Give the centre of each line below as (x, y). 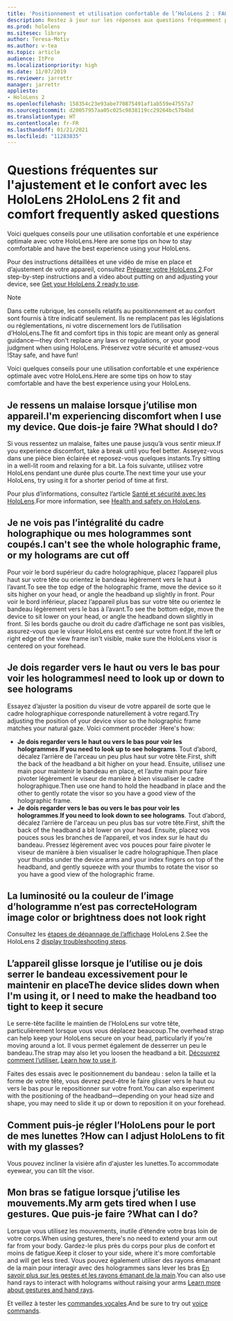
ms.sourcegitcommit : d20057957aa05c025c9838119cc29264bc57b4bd (101, 110)
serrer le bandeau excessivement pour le (98, 974)
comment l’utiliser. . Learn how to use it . (62, 1060)
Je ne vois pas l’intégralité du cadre (86, 523)
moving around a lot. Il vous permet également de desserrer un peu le (107, 1046)
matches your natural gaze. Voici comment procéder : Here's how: (101, 728)
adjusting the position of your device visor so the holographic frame (104, 720)
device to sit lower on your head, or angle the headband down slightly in (110, 616)
